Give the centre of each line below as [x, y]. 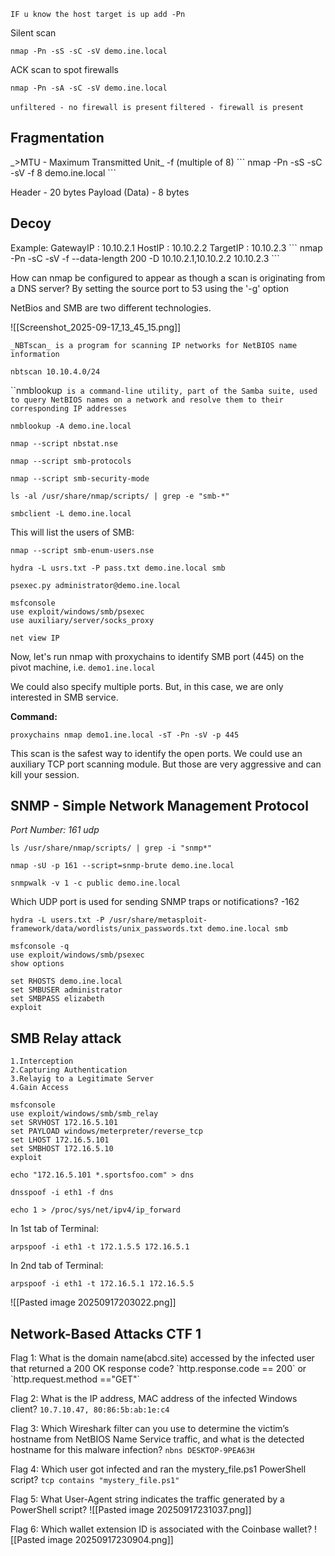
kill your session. [45, 774]
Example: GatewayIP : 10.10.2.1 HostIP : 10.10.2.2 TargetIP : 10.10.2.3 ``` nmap [166, 247]
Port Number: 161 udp [55, 830]
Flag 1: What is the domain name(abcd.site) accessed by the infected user [162, 1358]
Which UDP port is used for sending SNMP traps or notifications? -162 [155, 902]
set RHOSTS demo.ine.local [66, 981]
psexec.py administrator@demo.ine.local [96, 585]
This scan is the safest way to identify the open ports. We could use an [156, 753]
